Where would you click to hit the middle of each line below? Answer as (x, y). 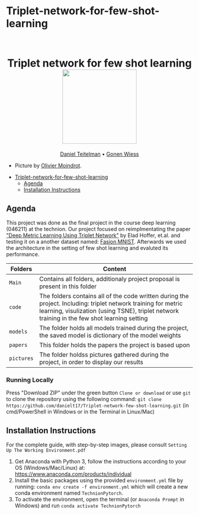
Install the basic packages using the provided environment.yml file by (99, 481)
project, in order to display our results (92, 362)
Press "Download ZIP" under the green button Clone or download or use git (99, 393)
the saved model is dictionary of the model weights (110, 335)
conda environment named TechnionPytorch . (69, 493)
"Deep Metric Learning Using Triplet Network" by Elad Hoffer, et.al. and (93, 235)
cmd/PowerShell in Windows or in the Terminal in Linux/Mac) (81, 412)
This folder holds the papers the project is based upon (115, 345)
